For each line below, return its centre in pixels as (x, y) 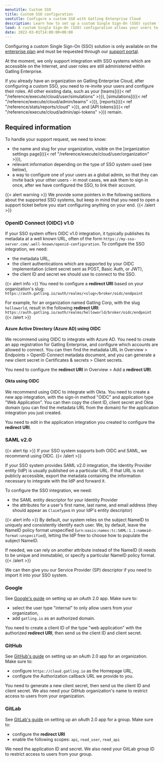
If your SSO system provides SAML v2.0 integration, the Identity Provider (78, 465)
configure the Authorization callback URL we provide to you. (73, 676)
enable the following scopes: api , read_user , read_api (66, 739)
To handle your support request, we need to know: (56, 139)
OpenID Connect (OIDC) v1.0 (40, 223)
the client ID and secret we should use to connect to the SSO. (74, 274)
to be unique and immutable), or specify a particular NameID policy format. (80, 555)
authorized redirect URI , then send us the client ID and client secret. (73, 633)
